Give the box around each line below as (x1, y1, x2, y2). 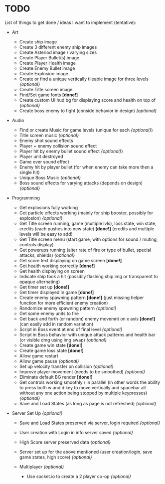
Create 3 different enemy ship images (19, 44, 97, 50)
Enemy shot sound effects (19, 138, 73, 144)
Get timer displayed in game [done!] (19, 289, 94, 295)
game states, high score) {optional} (19, 454, 93, 460)
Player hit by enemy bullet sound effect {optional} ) (19, 148, 123, 154)
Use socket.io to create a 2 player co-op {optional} (26, 473, 132, 479)
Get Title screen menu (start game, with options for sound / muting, (19, 236, 158, 242)
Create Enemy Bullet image (19, 65, 75, 71)
